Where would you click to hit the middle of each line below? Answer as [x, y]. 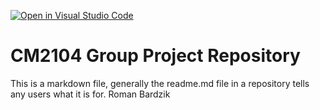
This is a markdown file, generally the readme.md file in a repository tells [160, 83]
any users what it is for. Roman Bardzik [90, 94]
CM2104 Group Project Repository [155, 56]
